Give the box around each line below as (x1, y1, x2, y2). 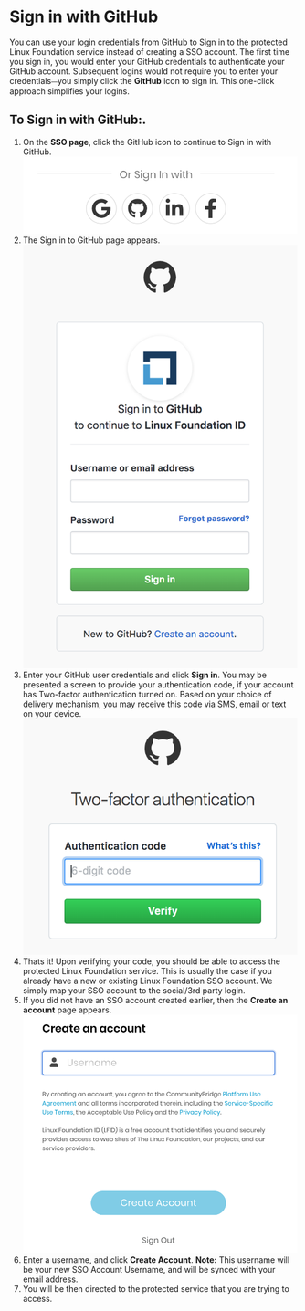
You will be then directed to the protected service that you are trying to (22, 1283, 289, 1294)
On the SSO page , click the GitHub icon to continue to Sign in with (22, 136, 272, 147)
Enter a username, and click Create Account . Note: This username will (22, 1253, 290, 1265)
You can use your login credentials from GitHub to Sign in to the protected (9, 37, 288, 47)
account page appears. (22, 1004, 112, 1015)
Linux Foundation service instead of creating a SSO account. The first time (9, 46, 290, 57)
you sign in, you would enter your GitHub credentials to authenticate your (9, 56, 285, 67)
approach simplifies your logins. (9, 85, 131, 97)
